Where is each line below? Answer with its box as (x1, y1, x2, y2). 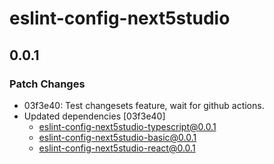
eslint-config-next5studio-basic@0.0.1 (38, 131, 197, 143)
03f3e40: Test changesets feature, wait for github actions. (23, 99, 265, 111)
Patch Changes (9, 77, 86, 91)
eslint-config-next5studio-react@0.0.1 (38, 142, 196, 154)
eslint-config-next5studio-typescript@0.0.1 (38, 120, 217, 132)
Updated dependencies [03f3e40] (23, 110, 166, 122)
